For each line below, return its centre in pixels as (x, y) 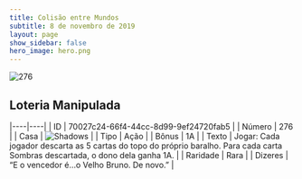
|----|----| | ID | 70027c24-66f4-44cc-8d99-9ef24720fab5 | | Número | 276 (151, 126)
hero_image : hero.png (50, 51)
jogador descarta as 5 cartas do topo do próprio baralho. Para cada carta (146, 146)
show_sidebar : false (48, 43)
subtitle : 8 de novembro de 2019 (72, 26)
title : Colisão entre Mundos (64, 18)
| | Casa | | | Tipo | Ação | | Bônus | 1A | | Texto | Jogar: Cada (145, 136)
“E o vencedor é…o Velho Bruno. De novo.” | (92, 165)
